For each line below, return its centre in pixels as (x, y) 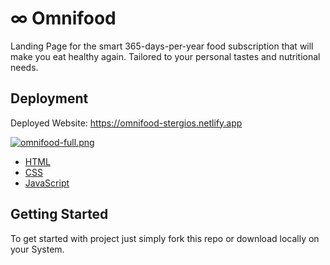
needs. (24, 67)
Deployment (49, 98)
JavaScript (47, 183)
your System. (37, 249)
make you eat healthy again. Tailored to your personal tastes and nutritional (165, 56)
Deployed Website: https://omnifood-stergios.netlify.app (126, 123)
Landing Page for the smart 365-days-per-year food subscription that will (162, 46)
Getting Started (59, 214)
